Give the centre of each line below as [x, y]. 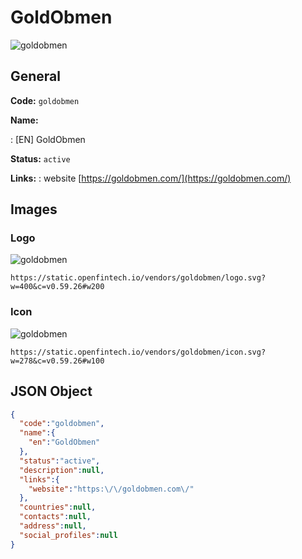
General [36, 76]
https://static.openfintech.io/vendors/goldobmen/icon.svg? [138, 352]
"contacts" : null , [55, 517]
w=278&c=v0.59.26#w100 [57, 361]
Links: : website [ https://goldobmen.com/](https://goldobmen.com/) [151, 178]
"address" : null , [53, 526]
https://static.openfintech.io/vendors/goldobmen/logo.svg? [138, 278]
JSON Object [51, 391]
